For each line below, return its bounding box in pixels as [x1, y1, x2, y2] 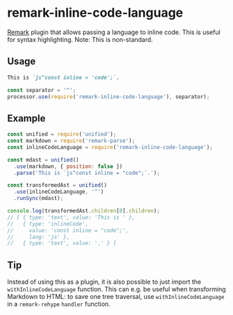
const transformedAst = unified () [7, 182, 108, 189]
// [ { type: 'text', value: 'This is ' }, [7, 214, 136, 221]
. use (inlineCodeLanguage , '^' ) [13, 188, 104, 196]
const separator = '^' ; [7, 86, 77, 93]
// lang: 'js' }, [7, 233, 70, 240]
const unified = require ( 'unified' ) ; [7, 131, 117, 138]
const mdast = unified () [7, 156, 79, 163]
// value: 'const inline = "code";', [7, 226, 129, 234]
